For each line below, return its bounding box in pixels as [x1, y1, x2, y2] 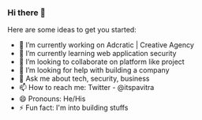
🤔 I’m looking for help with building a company [18, 66, 170, 75]
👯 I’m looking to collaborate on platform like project [18, 57, 185, 66]
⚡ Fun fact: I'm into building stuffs [18, 103, 129, 113]
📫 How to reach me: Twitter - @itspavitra [18, 83, 155, 92]
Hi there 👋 [7, 7, 47, 18]
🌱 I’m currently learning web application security [18, 49, 177, 58]
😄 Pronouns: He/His [18, 94, 86, 103]
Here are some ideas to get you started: [7, 25, 137, 35]
